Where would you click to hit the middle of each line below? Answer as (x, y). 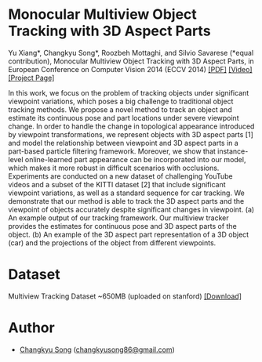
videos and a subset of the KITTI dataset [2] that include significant (117, 184)
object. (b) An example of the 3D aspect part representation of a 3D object (129, 234)
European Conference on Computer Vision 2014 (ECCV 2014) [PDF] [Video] (130, 69)
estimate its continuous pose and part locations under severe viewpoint (124, 118)
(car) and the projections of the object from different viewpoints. (112, 243)
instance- (233, 151)
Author (31, 328)
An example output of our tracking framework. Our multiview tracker (118, 218)
